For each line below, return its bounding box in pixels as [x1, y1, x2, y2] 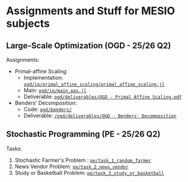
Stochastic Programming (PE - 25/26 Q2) [6, 129, 161, 139]
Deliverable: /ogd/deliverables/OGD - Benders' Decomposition [23, 112, 177, 119]
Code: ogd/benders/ [23, 106, 72, 112]
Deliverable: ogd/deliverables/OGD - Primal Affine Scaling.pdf [23, 93, 182, 100]
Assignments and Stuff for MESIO [6, 4, 176, 18]
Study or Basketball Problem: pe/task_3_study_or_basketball [14, 169, 164, 176]
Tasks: [6, 145, 23, 152]
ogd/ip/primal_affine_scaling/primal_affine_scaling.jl [23, 81, 165, 87]
